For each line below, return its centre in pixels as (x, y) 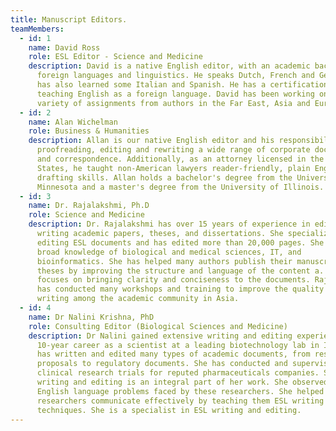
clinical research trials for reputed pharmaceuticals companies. (178, 373)
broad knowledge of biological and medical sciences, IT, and (169, 252)
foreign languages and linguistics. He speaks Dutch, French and (175, 76)
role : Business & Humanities (89, 131)
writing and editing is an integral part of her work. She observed (182, 382)
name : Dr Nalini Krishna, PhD (91, 317)
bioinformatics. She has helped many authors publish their (164, 261)
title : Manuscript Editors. (69, 19)
